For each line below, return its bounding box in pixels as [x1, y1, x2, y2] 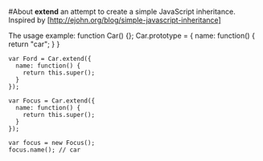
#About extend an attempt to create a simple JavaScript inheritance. [8, 7, 236, 16]
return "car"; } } [8, 39, 60, 49]
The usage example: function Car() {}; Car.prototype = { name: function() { [8, 31, 256, 40]
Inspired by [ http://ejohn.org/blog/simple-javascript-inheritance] [8, 15, 221, 25]
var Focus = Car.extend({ [8, 97, 95, 105]
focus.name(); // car [8, 146, 81, 154]
